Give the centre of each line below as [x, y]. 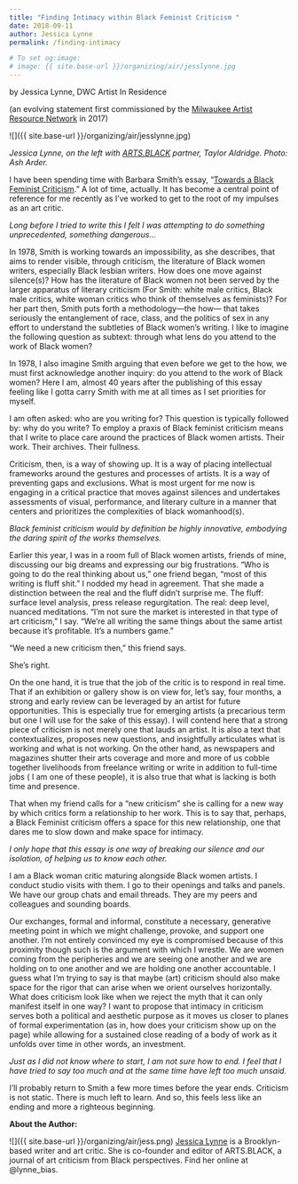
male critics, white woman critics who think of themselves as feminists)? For [148, 299]
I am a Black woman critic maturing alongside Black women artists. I [133, 876]
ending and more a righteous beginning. [82, 1107]
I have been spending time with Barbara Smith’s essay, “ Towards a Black [142, 180]
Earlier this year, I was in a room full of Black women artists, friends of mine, [148, 555]
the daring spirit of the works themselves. [86, 538]
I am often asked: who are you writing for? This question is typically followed [149, 418]
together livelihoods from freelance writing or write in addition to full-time [143, 767]
